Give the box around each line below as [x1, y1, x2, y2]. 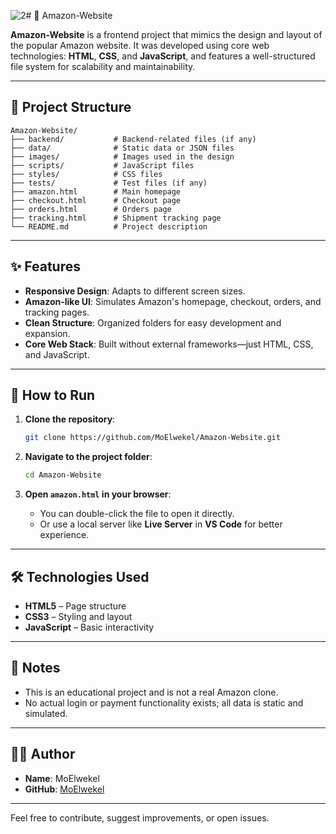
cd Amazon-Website [24, 470, 102, 480]
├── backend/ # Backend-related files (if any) [10, 134, 257, 144]
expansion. [24, 327, 71, 339]
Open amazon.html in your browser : [24, 488, 172, 500]
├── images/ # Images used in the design [10, 151, 235, 162]
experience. [39, 529, 90, 541]
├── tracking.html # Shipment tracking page [10, 213, 222, 223]
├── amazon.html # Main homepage [10, 186, 182, 197]
